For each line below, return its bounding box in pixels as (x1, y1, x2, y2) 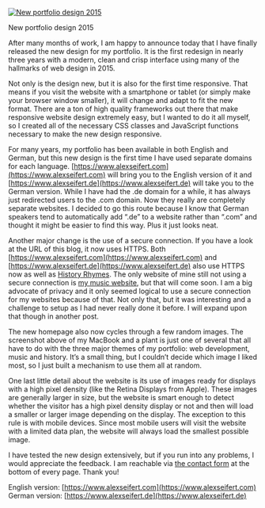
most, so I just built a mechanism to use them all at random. (8, 361, 202, 370)
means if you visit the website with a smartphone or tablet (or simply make (8, 87, 251, 97)
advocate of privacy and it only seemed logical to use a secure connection (8, 286, 252, 296)
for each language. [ (8, 162, 74, 170)
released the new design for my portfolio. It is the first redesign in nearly (8, 47, 244, 55)
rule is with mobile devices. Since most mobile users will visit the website (8, 418, 247, 427)
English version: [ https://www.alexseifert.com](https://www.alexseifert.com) (8, 483, 257, 491)
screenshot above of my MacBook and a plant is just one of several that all (8, 335, 252, 345)
